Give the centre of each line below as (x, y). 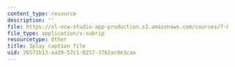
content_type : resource (42, 14)
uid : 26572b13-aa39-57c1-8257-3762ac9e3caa (72, 53)
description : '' (31, 20)
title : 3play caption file (47, 46)
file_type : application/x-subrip (56, 33)
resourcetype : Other (37, 40)
